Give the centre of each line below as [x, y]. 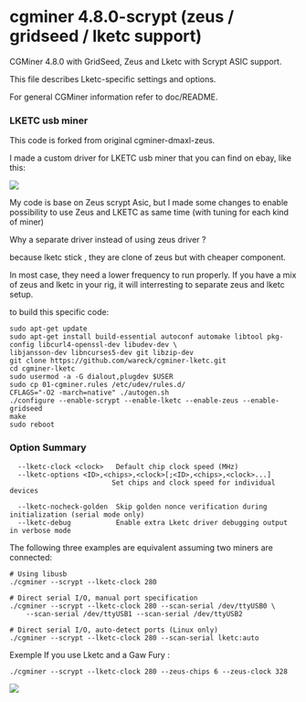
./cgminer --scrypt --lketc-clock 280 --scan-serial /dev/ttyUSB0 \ [142, 606]
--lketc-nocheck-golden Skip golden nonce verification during [142, 507]
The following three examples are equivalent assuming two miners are [142, 547]
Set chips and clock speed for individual [193, 482]
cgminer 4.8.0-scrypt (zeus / [122, 17]
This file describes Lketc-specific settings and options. [113, 79]
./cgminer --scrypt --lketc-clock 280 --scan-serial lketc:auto [134, 638]
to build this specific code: [59, 312]
